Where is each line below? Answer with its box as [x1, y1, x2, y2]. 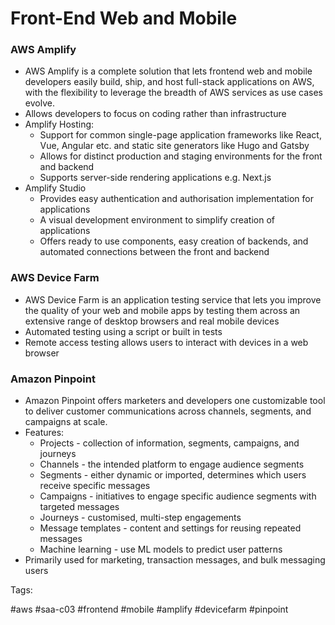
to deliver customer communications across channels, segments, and [24, 405, 312, 417]
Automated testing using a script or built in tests [24, 325, 223, 337]
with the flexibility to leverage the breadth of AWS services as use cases [24, 87, 323, 99]
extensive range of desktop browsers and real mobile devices [24, 315, 280, 327]
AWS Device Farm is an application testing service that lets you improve [24, 293, 322, 306]
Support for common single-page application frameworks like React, [39, 129, 322, 141]
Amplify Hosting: [24, 118, 95, 131]
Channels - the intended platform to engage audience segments [39, 458, 305, 471]
